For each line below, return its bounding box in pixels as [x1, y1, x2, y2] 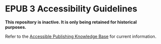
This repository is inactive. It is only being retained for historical [5, 19, 137, 25]
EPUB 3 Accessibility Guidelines [5, 3, 138, 14]
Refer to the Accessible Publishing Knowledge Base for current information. [5, 33, 157, 39]
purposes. [5, 24, 27, 30]
